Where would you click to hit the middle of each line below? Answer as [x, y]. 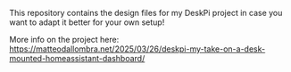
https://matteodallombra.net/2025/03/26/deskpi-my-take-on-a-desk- [137, 49]
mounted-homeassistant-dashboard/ [77, 58]
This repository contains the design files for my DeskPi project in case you [146, 13]
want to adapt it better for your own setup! [87, 22]
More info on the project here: [64, 40]
